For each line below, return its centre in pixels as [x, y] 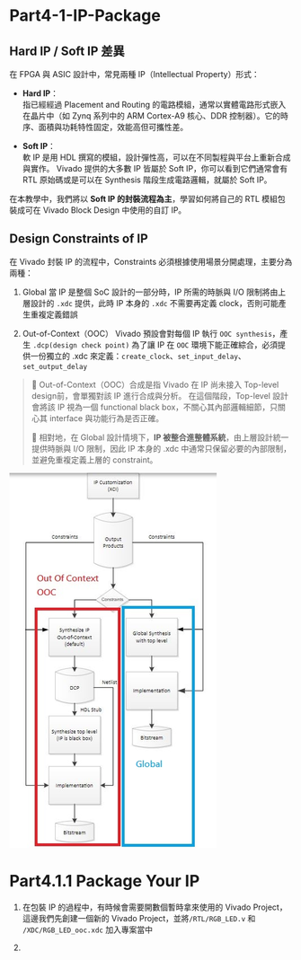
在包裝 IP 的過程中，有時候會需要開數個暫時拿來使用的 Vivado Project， [155, 907]
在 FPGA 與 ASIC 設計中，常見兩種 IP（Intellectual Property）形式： [134, 74]
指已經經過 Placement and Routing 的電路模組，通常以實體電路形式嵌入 [154, 105]
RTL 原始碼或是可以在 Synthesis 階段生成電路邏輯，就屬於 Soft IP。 [147, 180]
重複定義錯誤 [54, 314]
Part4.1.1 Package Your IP [105, 881]
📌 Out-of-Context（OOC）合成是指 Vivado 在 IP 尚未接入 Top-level [155, 384]
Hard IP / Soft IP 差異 [67, 51]
